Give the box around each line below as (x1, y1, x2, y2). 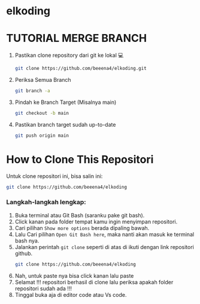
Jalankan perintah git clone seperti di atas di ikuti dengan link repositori (14, 243, 195, 250)
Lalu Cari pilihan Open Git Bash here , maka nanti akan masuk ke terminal (14, 231, 195, 238)
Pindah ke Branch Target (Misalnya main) (14, 99, 117, 106)
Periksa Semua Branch (14, 76, 71, 83)
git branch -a (14, 88, 50, 94)
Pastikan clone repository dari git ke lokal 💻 (14, 52, 124, 59)
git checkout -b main (14, 110, 69, 116)
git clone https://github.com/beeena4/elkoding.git (14, 66, 147, 72)
